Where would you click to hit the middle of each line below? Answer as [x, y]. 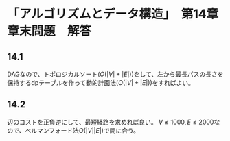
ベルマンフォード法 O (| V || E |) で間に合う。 [82, 130]
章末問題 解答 [49, 31]
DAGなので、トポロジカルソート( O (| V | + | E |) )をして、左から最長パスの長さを [115, 74]
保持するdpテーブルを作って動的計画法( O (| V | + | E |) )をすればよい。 [101, 82]
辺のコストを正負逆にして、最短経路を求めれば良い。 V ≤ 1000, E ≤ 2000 [111, 122]
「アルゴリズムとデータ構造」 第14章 [113, 14]
